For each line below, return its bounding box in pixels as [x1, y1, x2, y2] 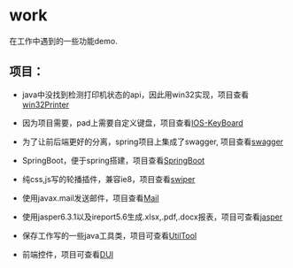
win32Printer [21, 99, 69, 110]
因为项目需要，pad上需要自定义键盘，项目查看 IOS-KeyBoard [21, 117, 243, 128]
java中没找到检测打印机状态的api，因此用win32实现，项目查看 [21, 89, 250, 100]
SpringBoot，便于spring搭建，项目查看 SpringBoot [21, 155, 205, 165]
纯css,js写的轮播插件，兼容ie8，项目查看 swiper [21, 173, 196, 184]
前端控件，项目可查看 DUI [21, 249, 114, 259]
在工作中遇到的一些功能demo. [9, 35, 118, 46]
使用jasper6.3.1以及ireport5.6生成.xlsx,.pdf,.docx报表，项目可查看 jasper [21, 211, 283, 222]
